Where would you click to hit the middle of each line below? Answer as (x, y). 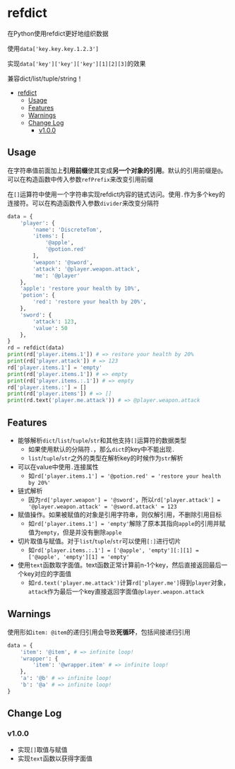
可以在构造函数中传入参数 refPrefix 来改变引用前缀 (80, 179)
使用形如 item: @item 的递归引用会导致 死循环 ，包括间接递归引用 (99, 632)
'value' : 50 (50, 328)
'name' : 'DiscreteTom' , (67, 230)
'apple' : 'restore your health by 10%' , (80, 289)
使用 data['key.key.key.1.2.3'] (53, 48)
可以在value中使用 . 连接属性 (58, 466)
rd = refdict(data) (36, 348)
